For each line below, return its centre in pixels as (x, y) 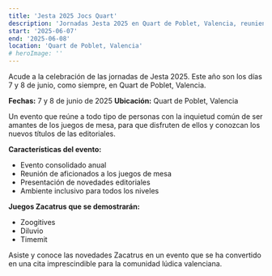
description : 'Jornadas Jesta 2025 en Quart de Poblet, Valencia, (123, 23)
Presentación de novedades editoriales (85, 182)
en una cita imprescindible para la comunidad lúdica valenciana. (115, 263)
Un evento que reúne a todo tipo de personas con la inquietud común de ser (136, 117)
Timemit (34, 239)
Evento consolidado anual (63, 165)
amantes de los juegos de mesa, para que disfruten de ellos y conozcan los (134, 125)
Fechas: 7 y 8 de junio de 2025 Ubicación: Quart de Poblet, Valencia (123, 101)
